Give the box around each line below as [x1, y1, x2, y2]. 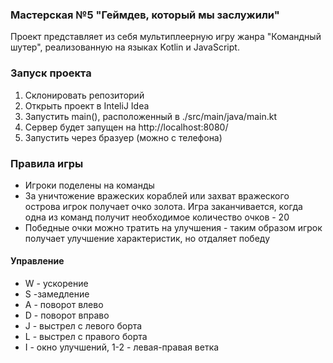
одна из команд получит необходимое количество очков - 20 [24, 211, 290, 223]
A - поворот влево [24, 299, 104, 311]
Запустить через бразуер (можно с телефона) [24, 131, 223, 143]
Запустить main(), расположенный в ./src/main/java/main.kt [24, 110, 277, 122]
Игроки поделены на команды [24, 179, 155, 191]
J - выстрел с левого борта [24, 320, 143, 332]
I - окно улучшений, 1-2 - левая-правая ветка [24, 341, 220, 353]
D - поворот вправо [24, 309, 110, 322]
